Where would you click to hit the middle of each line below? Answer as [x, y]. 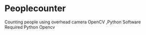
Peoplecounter [35, 9]
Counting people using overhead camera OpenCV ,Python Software [73, 22]
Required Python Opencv [30, 27]
